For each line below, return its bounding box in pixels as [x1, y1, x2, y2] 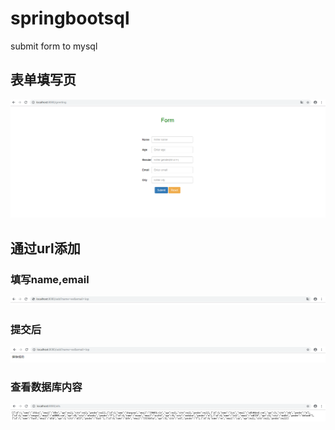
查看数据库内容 [10, 380, 83, 394]
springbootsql [10, 7, 130, 30]
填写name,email [10, 272, 90, 286]
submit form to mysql [10, 40, 98, 52]
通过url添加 [10, 240, 81, 257]
